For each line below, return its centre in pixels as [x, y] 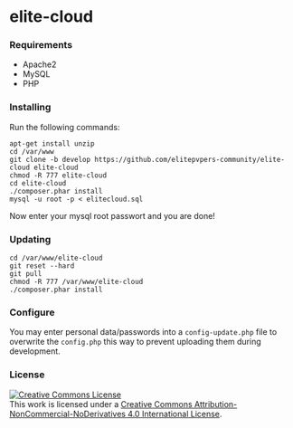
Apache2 [39, 64]
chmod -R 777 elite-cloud [58, 175]
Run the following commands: [65, 127]
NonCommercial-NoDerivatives [68, 414]
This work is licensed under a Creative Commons [101, 404]
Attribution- [216, 404]
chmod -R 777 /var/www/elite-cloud [76, 282]
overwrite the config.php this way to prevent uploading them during [135, 342]
